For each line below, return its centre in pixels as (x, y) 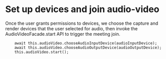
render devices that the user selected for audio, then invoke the (72, 28)
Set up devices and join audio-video (82, 9)
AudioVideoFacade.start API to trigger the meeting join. (63, 34)
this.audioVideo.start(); (42, 52)
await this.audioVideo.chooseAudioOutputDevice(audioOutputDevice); (88, 47)
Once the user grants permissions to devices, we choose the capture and (82, 23)
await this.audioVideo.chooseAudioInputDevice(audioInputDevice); (86, 43)
